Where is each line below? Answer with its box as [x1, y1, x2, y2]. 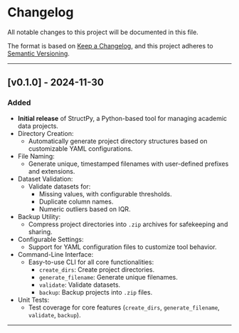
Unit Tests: [17, 295, 50, 304]
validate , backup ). [28, 310, 81, 319]
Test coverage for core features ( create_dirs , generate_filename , [28, 303, 221, 312]
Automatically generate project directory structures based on [28, 137, 208, 145]
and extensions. [28, 166, 75, 175]
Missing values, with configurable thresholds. [38, 189, 172, 198]
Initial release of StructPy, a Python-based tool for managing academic [17, 114, 228, 122]
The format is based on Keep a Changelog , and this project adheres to [7, 41, 213, 50]
